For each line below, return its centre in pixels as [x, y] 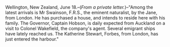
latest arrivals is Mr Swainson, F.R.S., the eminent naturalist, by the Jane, [81, 12]
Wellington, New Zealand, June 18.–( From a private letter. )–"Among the [79, 7]
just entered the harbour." [32, 39]
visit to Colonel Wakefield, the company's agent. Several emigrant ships [80, 28]
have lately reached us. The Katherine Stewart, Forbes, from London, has [82, 34]
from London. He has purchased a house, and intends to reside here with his [85, 18]
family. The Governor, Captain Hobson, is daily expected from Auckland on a [85, 23]
